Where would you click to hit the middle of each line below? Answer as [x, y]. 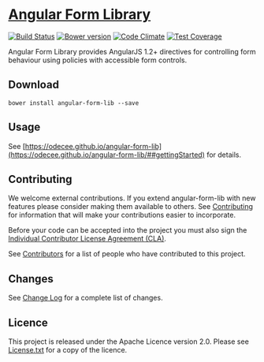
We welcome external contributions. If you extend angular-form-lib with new [132, 198]
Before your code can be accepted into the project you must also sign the [128, 230]
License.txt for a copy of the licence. [68, 350]
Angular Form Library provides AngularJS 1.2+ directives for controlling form [132, 51]
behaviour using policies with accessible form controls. [98, 60]
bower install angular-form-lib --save [74, 103]
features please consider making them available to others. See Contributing [131, 207]
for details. [224, 155]
